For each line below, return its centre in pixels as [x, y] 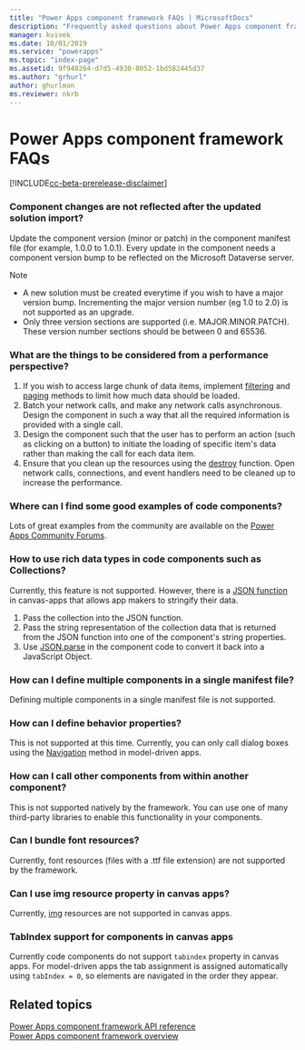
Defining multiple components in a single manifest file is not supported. [143, 699]
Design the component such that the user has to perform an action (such [159, 435]
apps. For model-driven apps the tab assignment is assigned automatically [149, 966]
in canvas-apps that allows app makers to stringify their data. [124, 600]
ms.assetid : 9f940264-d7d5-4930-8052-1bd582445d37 [107, 69]
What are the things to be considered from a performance [139, 355]
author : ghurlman [42, 85]
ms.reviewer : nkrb [44, 94]
